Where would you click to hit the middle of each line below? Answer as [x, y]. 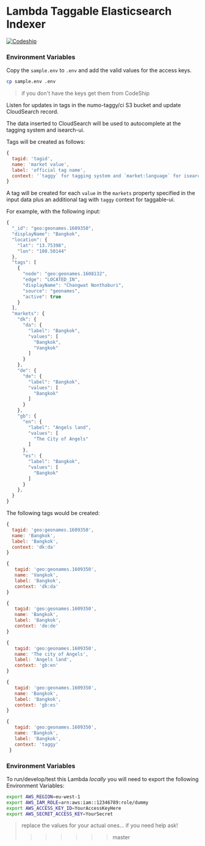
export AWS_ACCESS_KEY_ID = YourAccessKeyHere [64, 808]
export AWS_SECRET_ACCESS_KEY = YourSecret [60, 814]
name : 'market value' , [41, 164]
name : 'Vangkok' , [37, 575]
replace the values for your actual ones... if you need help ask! [99, 826]
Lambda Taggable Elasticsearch [89, 11]
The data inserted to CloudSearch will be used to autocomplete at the [94, 124]
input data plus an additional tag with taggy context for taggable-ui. [91, 199]
